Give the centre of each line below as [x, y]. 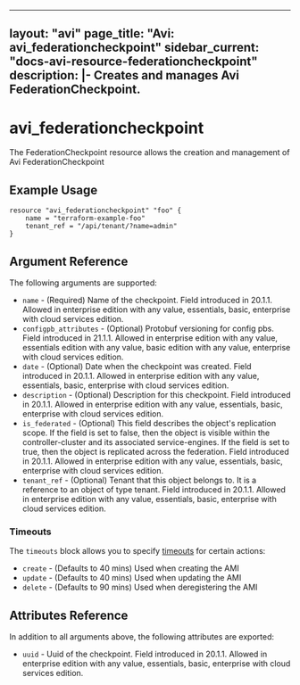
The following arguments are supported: [83, 283]
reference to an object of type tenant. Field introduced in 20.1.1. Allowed [154, 489]
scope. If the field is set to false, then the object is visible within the [146, 433]
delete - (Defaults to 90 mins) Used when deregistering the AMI [140, 587]
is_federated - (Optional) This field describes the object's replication [149, 423]
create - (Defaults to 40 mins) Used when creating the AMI [130, 568]
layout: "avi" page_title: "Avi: [92, 33]
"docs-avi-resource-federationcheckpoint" [133, 62]
